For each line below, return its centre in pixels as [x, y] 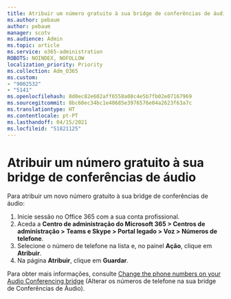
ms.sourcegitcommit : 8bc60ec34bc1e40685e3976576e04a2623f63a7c [100, 103]
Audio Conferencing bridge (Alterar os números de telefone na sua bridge [112, 281]
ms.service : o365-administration [55, 52]
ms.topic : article [33, 45]
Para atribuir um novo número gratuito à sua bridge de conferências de [108, 196]
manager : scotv [29, 33]
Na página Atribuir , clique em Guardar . [73, 261]
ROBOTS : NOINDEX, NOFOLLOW [46, 58]
